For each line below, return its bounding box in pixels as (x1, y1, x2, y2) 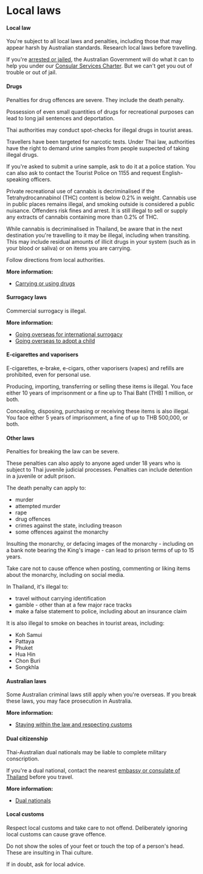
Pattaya (15, 638, 35, 645)
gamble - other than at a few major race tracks (15, 601, 132, 608)
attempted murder (15, 503, 61, 510)
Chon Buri (15, 657, 41, 664)
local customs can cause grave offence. (6, 830, 106, 838)
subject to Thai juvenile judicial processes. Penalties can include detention (6, 466, 193, 473)
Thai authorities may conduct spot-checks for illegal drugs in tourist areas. (6, 126, 193, 134)
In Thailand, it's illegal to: (6, 583, 69, 590)
